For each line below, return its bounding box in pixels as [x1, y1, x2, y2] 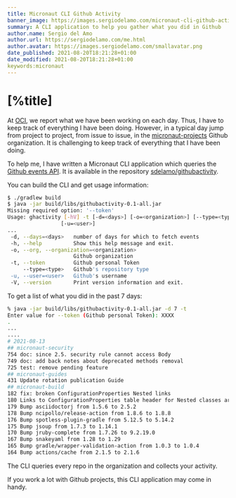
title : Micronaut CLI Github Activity [7, 10, 121, 18]
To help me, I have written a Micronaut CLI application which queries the [7, 159, 217, 168]
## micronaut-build [7, 384, 65, 391]
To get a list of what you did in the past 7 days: [7, 291, 143, 300]
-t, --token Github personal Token [10, 259, 140, 267]
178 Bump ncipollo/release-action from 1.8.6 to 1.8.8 [7, 409, 171, 417]
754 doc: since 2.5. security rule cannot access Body [7, 350, 171, 358]
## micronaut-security [7, 345, 74, 352]
